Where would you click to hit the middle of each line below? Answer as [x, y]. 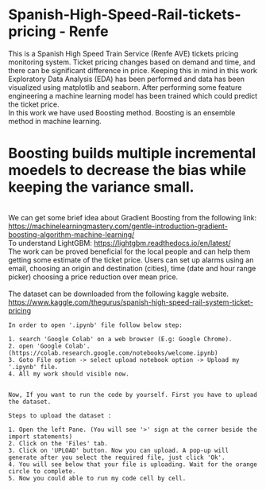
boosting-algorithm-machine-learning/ [71, 234]
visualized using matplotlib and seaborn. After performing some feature [125, 87]
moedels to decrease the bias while [127, 171]
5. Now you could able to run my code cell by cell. [97, 478]
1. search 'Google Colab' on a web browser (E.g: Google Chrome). [120, 339]
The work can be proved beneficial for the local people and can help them [129, 251]
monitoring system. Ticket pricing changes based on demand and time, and [132, 62]
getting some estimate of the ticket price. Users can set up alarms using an [131, 259]
